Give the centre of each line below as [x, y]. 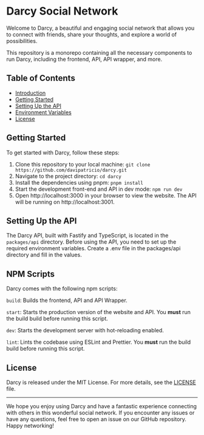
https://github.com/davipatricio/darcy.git [71, 170]
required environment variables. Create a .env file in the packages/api [93, 248]
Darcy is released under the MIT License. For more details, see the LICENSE [101, 382]
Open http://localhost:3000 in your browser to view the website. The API [106, 195]
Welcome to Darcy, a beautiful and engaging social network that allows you [100, 28]
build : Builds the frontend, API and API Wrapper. [67, 300]
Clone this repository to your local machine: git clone [83, 164]
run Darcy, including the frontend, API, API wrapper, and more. [84, 59]
